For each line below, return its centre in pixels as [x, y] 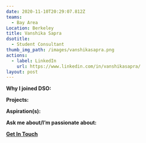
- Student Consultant [38, 45]
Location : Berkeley [30, 28]
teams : [14, 17]
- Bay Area [25, 22]
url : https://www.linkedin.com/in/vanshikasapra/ [79, 66]
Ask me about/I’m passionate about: [52, 123]
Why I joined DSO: [29, 88]
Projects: [17, 100]
